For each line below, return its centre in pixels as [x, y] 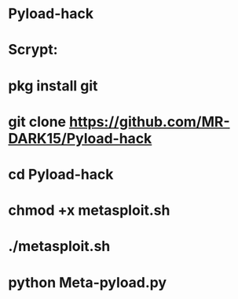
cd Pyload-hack [61, 174]
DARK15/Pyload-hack [80, 138]
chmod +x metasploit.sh [89, 210]
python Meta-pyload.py [88, 282]
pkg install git [53, 85]
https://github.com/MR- [150, 122]
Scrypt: [33, 50]
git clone [37, 122]
